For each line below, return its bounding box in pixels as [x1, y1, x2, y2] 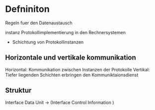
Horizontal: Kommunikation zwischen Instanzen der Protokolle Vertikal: [5, 66, 150, 72]
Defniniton [5, 3, 50, 15]
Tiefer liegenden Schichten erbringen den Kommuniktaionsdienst [5, 72, 139, 78]
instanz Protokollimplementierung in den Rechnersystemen [5, 29, 126, 35]
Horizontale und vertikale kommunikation [5, 54, 137, 62]
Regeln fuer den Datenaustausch [5, 20, 73, 26]
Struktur [5, 86, 32, 95]
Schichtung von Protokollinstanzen [12, 39, 84, 45]
